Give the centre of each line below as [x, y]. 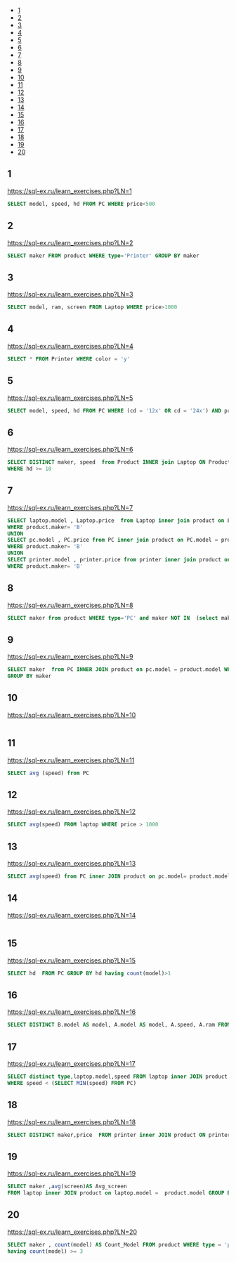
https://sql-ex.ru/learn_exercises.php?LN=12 [71, 812]
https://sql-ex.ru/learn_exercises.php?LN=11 [71, 760]
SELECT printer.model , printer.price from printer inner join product [114, 560]
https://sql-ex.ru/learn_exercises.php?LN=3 [70, 294]
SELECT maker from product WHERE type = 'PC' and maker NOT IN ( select [113, 618]
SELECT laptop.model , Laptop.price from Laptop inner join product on [116, 520]
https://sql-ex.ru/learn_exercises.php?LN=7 [70, 507]
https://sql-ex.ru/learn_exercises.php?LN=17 [71, 1063]
